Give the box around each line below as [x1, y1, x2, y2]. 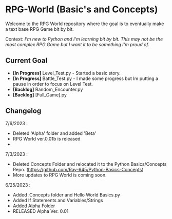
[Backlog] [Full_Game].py [12, 91, 67, 98]
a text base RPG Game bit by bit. [5, 26, 74, 32]
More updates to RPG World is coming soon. [12, 172, 107, 178]
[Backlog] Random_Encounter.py [12, 86, 83, 92]
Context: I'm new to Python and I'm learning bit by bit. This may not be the [5, 36, 163, 42]
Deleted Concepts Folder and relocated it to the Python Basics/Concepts [12, 161, 167, 167]
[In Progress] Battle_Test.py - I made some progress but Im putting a [12, 75, 158, 82]
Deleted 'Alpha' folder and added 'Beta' [12, 130, 97, 136]
